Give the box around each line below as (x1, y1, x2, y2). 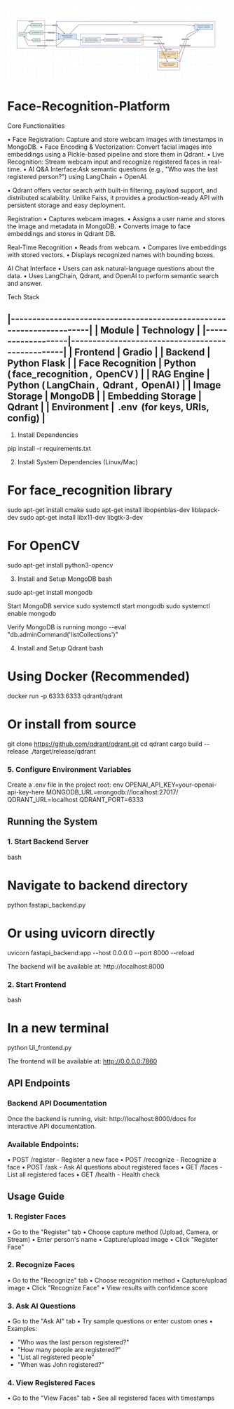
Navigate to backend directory (7, 877, 188, 893)
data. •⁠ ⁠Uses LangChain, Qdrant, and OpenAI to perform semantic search (7, 272, 219, 280)
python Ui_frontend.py (7, 1043, 72, 1051)
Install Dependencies (17, 431, 78, 439)
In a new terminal (7, 1021, 109, 1036)
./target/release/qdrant (30, 747, 96, 755)
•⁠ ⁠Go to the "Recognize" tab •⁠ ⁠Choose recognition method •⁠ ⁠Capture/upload (7, 1276, 228, 1284)
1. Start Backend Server (7, 837, 89, 846)
